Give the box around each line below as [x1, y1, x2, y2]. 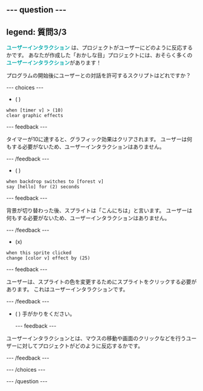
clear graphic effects [6, 113, 63, 119]
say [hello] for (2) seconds [6, 184, 80, 190]
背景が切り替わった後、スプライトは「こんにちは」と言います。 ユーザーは [6, 207, 193, 214]
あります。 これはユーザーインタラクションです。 [6, 286, 129, 293]
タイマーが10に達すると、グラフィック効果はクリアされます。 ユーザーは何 [6, 136, 192, 143]
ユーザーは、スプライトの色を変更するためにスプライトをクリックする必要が [6, 278, 197, 285]
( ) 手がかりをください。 [14, 310, 76, 317]
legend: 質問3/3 [6, 27, 67, 37]
